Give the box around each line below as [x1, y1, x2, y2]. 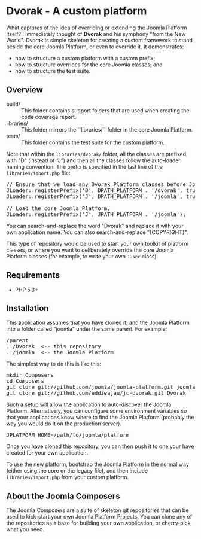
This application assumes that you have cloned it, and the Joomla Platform [6, 319, 190, 327]
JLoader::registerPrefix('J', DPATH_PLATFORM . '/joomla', [6, 193, 184, 200]
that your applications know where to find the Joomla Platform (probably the [6, 414, 194, 421]
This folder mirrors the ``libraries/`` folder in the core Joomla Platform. [21, 126, 193, 133]
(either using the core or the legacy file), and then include [6, 467, 148, 474]
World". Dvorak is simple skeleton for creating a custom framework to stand [6, 36, 193, 44]
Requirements [6, 270, 60, 281]
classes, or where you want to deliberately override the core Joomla [6, 246, 175, 254]
